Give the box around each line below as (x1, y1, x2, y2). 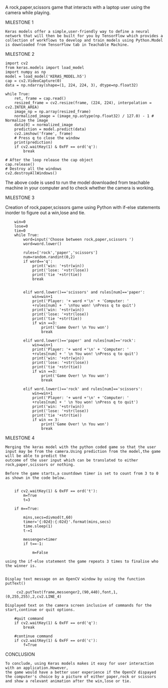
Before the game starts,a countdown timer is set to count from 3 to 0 (5, 471, 158, 476)
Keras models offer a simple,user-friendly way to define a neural (5, 29, 150, 34)
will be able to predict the (5, 453, 66, 458)
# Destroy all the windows (5, 166, 62, 171)
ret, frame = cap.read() (14, 96, 66, 101)
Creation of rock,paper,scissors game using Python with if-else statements (5, 205, 160, 210)
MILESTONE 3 (5, 194, 35, 201)
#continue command (14, 634, 53, 639)
